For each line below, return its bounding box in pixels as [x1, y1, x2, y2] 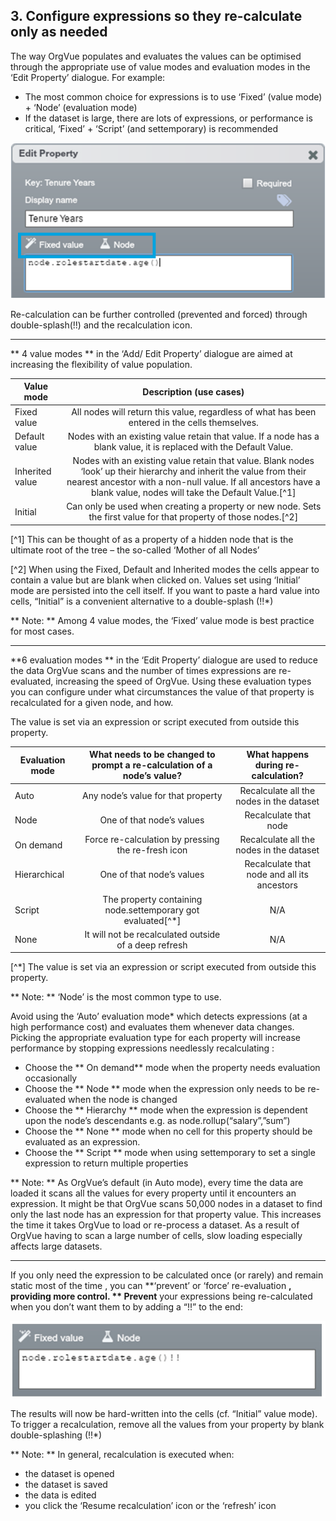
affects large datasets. [10, 1240, 103, 1253]
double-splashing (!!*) [10, 1429, 103, 1441]
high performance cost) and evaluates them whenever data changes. [10, 1021, 295, 1033]
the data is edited [24, 1489, 97, 1501]
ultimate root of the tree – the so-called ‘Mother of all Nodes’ [10, 544, 260, 556]
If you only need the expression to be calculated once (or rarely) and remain [10, 1269, 324, 1281]
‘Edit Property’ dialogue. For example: [10, 71, 166, 83]
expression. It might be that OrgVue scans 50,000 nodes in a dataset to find [10, 1198, 323, 1210]
